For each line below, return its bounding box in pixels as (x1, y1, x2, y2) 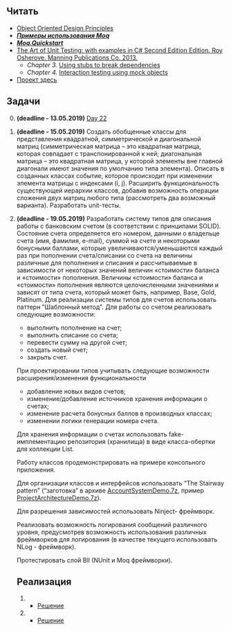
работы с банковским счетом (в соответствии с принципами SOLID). (16, 222, 221, 230)
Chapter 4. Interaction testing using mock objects (26, 68, 169, 76)
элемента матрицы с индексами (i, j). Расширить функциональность (16, 179, 219, 187)
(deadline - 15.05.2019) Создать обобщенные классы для (16, 127, 187, 136)
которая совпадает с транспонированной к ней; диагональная (16, 149, 202, 158)
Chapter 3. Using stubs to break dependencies (26, 60, 160, 69)
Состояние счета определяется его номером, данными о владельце (16, 229, 220, 238)
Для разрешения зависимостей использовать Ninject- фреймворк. (16, 507, 215, 515)
